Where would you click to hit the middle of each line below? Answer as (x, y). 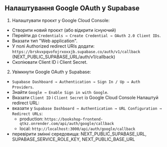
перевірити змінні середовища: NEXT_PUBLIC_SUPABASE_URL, (79, 134)
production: (31, 119)
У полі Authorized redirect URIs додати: (53, 46)
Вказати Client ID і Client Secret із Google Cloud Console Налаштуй (85, 97)
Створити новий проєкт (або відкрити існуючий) (64, 30)
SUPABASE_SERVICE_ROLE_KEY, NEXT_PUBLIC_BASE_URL (73, 139)
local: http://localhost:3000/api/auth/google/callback (77, 128)
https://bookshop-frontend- (74, 119)
